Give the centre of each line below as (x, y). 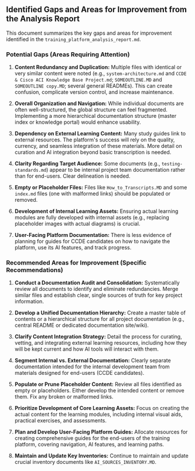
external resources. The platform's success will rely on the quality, (95, 140)
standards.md (30, 170)
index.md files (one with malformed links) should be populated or (93, 194)
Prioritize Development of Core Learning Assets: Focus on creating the (102, 408)
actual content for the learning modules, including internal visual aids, (98, 414)
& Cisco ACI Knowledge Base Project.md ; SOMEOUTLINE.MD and (88, 80)
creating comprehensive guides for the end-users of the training (92, 438)
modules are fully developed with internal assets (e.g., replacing (92, 218)
